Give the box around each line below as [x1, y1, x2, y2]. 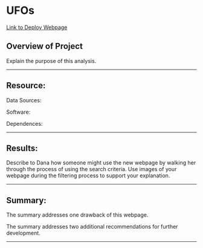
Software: [6, 108, 31, 116]
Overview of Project [6, 41, 83, 51]
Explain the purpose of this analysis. [6, 57, 97, 64]
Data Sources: [6, 96, 42, 103]
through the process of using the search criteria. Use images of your [6, 166, 177, 173]
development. [6, 229, 40, 237]
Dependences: [6, 120, 43, 127]
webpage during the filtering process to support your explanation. [6, 172, 170, 179]
